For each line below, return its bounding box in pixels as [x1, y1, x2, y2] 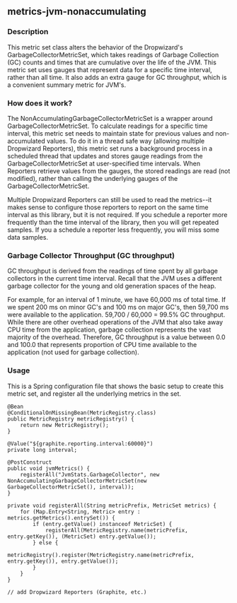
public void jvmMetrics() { [7, 464, 91, 472]
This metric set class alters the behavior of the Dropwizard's [7, 42, 183, 52]
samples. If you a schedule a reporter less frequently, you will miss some [7, 226, 219, 234]
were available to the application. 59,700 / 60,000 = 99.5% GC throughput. [7, 310, 226, 319]
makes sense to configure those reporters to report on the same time [7, 203, 209, 211]
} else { [33, 539, 59, 546]
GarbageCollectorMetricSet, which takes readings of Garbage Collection [7, 50, 219, 59]
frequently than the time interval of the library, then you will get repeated [7, 218, 219, 226]
